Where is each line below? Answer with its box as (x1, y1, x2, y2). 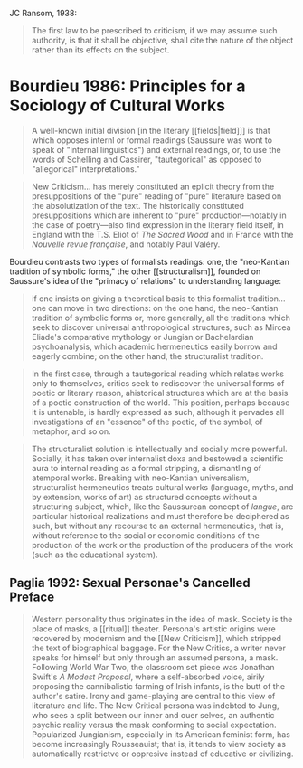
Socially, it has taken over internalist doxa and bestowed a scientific (31, 452, 284, 464)
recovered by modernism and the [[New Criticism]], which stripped (31, 632, 282, 643)
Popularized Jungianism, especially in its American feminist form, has (31, 728, 291, 740)
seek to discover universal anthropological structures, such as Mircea (31, 321, 291, 333)
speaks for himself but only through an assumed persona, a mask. (31, 651, 279, 663)
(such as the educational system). (31, 549, 158, 560)
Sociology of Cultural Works (9, 95, 226, 116)
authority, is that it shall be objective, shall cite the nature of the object (31, 35, 294, 45)
